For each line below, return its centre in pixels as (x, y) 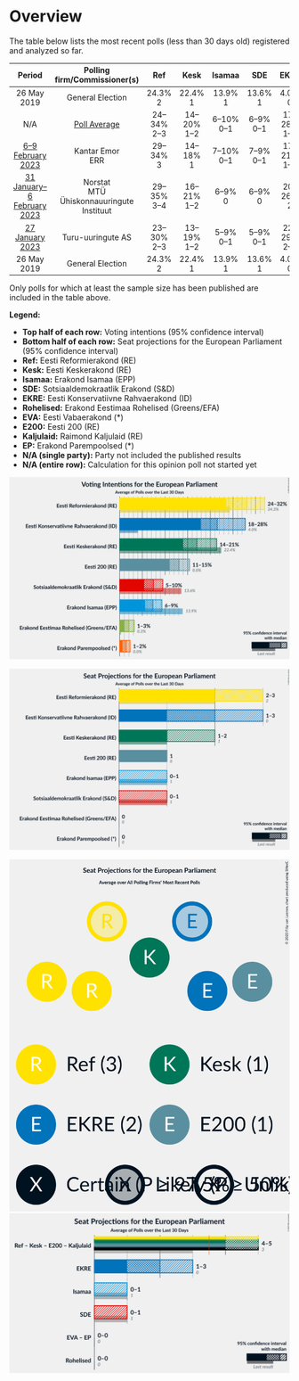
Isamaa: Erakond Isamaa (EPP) (79, 380)
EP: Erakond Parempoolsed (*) (78, 446)
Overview (46, 16)
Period (30, 75)
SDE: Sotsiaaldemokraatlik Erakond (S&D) (98, 389)
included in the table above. (60, 298)
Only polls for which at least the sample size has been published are (134, 288)
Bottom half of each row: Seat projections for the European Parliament (152, 341)
